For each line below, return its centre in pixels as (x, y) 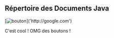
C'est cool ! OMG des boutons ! (38, 31)
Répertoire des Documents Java (57, 8)
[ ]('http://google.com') (38, 21)
